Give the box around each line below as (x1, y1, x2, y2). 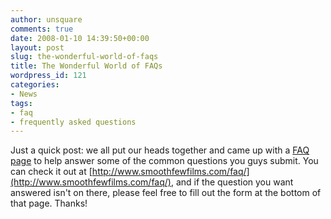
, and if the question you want (170, 176, 294, 188)
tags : (10, 98, 33, 108)
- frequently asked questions (10, 117, 137, 127)
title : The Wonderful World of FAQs (10, 61, 163, 71)
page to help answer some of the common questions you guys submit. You (10, 155, 319, 167)
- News (10, 89, 38, 99)
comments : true (10, 24, 74, 34)
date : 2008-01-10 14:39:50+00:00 (10, 33, 150, 43)
